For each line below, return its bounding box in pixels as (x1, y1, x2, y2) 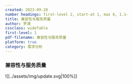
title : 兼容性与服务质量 (5, 16, 51, 21)
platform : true (5, 40, 37, 45)
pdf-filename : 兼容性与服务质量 (5, 35, 66, 40)
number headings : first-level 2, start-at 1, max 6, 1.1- (5, 12, 128, 17)
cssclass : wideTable (5, 26, 48, 31)
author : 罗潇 (5, 21, 31, 26)
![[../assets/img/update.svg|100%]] (5, 73, 77, 79)
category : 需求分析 (5, 44, 43, 49)
